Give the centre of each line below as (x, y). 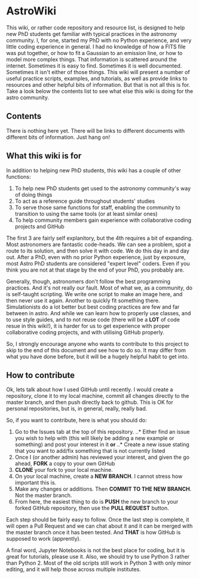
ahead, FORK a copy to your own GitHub (65, 464)
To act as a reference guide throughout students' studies (85, 201)
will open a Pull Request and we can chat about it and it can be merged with (99, 526)
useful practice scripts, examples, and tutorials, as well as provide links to (97, 78)
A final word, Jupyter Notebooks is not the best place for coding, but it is (96, 550)
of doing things (33, 194)
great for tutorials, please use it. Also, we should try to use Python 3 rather (98, 557)
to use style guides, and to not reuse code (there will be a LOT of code (93, 319)
